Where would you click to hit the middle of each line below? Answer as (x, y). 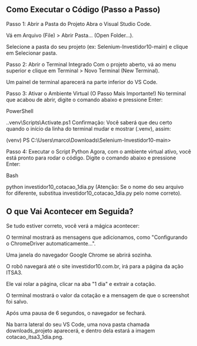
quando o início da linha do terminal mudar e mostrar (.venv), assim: (89, 128)
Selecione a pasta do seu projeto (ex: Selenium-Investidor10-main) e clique (97, 46)
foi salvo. (17, 301)
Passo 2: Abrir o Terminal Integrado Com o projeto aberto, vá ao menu (91, 64)
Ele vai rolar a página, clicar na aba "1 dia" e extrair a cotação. (81, 284)
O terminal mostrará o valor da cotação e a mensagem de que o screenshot (98, 295)
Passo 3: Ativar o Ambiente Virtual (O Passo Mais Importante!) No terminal (96, 93)
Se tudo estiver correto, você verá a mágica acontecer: (73, 225)
